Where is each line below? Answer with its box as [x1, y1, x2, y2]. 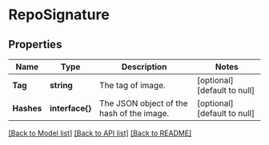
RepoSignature [8, 6, 110, 24]
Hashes [12, 103, 42, 114]
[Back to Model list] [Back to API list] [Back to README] [8, 128, 192, 138]
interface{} [49, 103, 92, 114]
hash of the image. [98, 108, 170, 119]
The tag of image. [98, 80, 166, 91]
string [49, 80, 74, 91]
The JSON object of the [98, 98, 188, 109]
